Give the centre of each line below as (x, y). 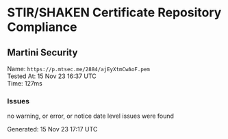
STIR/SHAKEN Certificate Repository (114, 13)
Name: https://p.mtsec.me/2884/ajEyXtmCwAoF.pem (79, 69)
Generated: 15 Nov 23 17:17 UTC (52, 129)
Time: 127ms (25, 83)
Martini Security (42, 52)
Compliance (42, 27)
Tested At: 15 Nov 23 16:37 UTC (52, 76)
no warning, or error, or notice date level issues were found (91, 116)
